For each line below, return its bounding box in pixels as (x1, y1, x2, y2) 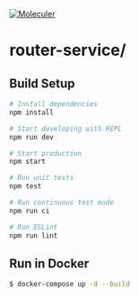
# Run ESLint (9, 222, 58, 231)
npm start (9, 157, 47, 166)
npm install (9, 108, 54, 117)
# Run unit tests (9, 174, 74, 183)
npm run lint (9, 230, 58, 240)
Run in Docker (9, 256, 90, 271)
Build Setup (9, 76, 75, 91)
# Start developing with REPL (9, 124, 123, 133)
